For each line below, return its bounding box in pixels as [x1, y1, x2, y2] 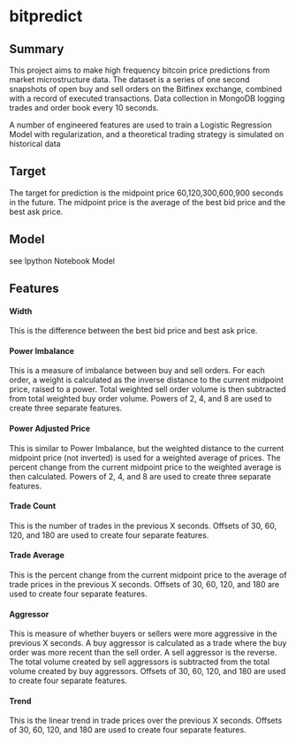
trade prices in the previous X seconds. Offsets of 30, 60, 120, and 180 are [9, 579, 280, 590]
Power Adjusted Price [9, 423, 91, 434]
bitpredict [9, 6, 83, 27]
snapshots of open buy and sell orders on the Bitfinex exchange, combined [9, 84, 283, 94]
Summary [9, 42, 65, 57]
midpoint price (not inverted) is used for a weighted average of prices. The [9, 452, 281, 463]
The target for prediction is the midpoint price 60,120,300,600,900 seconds [9, 188, 284, 198]
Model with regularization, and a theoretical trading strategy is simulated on [9, 129, 285, 139]
